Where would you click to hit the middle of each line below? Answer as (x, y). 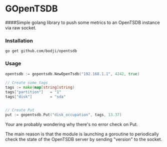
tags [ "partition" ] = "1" (33, 92)
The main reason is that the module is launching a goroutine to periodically (82, 134)
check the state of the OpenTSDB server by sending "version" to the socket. (84, 139)
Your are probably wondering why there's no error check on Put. (72, 124)
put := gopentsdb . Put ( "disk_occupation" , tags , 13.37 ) (63, 115)
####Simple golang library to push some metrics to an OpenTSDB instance (82, 22)
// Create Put (20, 110)
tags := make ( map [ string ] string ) (40, 88)
